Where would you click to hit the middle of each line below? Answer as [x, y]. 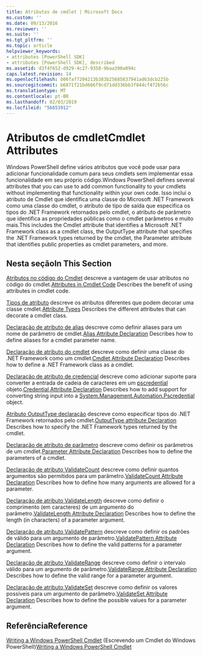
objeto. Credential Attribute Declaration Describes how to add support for [97, 389]
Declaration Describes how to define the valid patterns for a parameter [94, 545]
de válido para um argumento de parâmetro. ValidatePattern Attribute [92, 538]
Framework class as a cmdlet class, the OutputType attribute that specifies [99, 231]
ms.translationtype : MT [36, 91]
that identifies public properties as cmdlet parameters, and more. [87, 244]
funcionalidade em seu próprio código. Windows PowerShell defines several [101, 180]
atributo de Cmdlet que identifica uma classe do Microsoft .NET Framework [100, 199]
